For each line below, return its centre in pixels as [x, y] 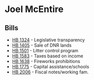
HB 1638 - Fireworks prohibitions [46, 61]
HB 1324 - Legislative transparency [48, 40]
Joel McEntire [34, 9]
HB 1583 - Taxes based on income [48, 56]
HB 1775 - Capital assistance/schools [51, 67]
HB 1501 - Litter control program [45, 51]
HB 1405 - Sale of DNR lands [42, 45]
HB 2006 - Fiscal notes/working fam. [50, 72]
